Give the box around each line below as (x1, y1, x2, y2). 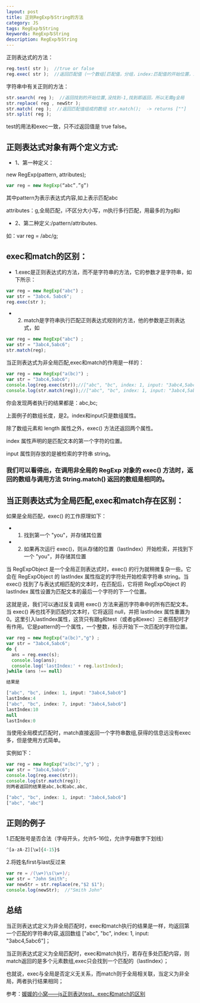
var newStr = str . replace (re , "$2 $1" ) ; (6, 882, 105, 888)
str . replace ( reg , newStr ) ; (6, 100, 82, 106)
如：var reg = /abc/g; (6, 232, 58, 239)
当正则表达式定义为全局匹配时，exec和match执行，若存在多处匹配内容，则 (6, 950, 190, 957)
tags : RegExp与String (6, 25, 59, 32)
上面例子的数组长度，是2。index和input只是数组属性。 (6, 412, 140, 419)
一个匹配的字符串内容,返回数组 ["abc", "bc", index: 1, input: (6, 929, 149, 937)
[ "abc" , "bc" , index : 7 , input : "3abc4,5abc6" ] (6, 701, 127, 707)
